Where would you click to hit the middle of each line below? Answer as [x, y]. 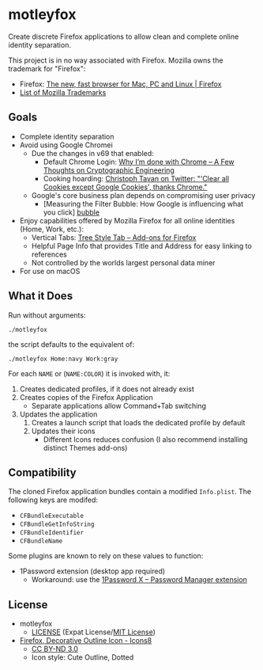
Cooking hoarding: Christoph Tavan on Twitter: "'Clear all [136, 178]
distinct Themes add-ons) [85, 447]
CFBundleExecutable [52, 516]
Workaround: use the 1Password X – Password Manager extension [139, 580]
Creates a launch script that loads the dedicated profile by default [138, 422]
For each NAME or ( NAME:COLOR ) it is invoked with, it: [89, 373]
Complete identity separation [67, 136]
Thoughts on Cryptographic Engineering [109, 170]
